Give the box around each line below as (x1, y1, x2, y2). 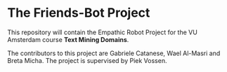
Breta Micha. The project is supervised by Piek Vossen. (7, 56, 167, 64)
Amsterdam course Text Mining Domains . (7, 35, 129, 43)
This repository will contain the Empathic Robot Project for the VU (7, 28, 198, 36)
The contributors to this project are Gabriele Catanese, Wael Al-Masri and (7, 49, 221, 57)
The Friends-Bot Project (7, 5, 150, 21)
